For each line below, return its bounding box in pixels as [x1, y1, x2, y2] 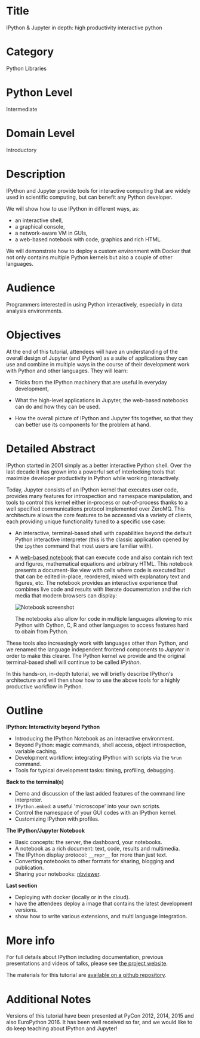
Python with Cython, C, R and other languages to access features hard [14, 621, 189, 629]
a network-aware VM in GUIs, [14, 229, 88, 236]
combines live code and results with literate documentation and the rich [14, 585, 191, 593]
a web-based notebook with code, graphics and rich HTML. [14, 235, 162, 243]
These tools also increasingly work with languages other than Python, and [6, 639, 189, 647]
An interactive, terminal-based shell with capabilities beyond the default [14, 529, 192, 536]
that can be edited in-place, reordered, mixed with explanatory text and [14, 573, 190, 580]
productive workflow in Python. [6, 682, 84, 690]
